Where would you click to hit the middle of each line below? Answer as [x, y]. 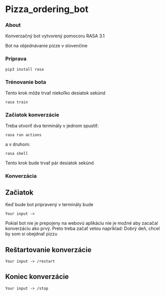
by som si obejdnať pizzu [31, 234]
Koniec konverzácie [37, 277]
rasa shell [17, 154]
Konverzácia [21, 176]
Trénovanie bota [26, 82]
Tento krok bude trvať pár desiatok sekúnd [50, 163]
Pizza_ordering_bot [47, 9]
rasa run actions [23, 135]
